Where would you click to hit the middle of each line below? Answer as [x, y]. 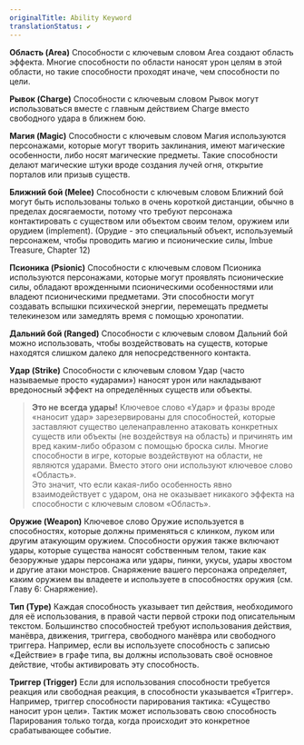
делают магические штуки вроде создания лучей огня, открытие [137, 164]
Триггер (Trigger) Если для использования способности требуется [140, 681]
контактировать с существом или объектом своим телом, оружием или [150, 221]
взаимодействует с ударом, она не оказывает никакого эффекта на [163, 494]
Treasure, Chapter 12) [50, 250]
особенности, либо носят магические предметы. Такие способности [144, 154]
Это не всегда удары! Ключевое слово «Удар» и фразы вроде [153, 407]
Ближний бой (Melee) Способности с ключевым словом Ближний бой [147, 192]
